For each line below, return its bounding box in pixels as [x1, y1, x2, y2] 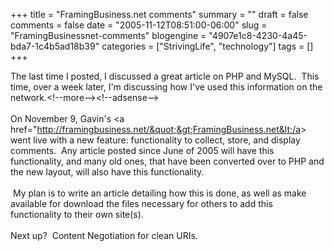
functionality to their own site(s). [10, 209, 144, 220]
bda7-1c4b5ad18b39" [10, 40, 100, 52]
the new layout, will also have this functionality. [10, 166, 205, 178]
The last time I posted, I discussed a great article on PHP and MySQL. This [10, 70, 320, 82]
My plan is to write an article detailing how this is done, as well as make [12, 187, 307, 199]
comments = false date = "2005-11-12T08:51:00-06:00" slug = [10, 19, 268, 31]
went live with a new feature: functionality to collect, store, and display [10, 134, 301, 146]
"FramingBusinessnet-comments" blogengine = [10, 30, 207, 41]
